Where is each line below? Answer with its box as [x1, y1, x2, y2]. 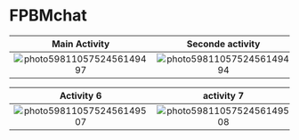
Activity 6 [59, 89, 102, 102]
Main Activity [52, 37, 110, 50]
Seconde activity [186, 37, 261, 50]
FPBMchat [9, 5, 87, 26]
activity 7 [203, 89, 245, 102]
